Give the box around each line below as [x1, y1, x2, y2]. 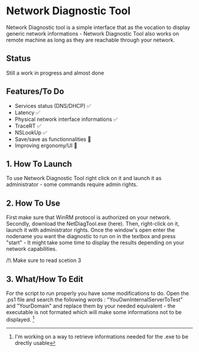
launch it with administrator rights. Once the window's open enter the [6, 226, 175, 233]
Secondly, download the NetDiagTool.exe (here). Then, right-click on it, [6, 220, 179, 228]
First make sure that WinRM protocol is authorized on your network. [6, 214, 172, 221]
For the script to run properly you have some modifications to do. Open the [6, 290, 190, 297]
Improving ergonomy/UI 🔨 [14, 142, 78, 149]
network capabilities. [6, 245, 57, 252]
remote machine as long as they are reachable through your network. [6, 36, 175, 43]
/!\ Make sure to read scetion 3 [6, 257, 82, 264]
